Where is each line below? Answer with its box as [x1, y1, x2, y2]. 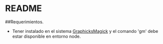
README [5, 3, 42, 14]
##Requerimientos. [5, 19, 44, 25]
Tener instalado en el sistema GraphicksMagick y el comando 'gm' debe [12, 28, 159, 34]
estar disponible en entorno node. [12, 33, 81, 39]
